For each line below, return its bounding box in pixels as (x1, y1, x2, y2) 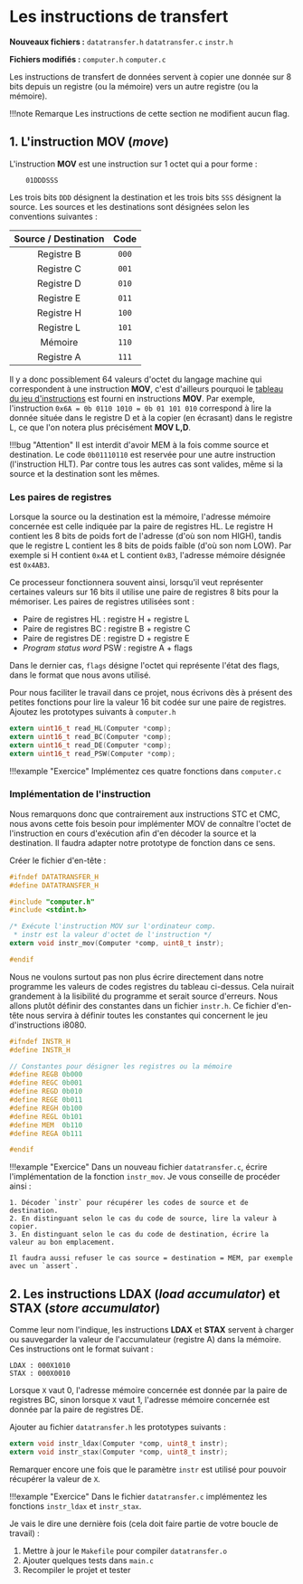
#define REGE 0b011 (9, 1096, 83, 1105)
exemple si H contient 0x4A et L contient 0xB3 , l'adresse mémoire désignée (9, 550, 287, 561)
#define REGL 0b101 (9, 1112, 83, 1121)
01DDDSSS (25, 175, 59, 185)
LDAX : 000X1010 (9, 1361, 71, 1371)
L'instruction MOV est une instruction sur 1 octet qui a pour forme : (9, 158, 258, 169)
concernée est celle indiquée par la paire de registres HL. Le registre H (9, 521, 274, 532)
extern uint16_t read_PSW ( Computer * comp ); (9, 749, 176, 758)
